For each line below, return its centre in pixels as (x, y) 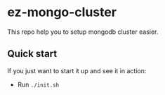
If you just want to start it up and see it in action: (77, 70)
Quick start (32, 54)
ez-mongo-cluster (62, 12)
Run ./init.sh (38, 84)
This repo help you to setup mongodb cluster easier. (83, 32)
